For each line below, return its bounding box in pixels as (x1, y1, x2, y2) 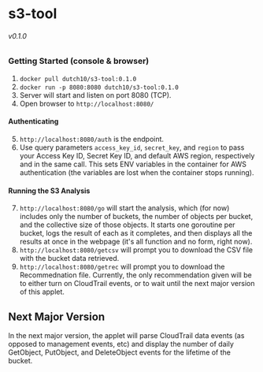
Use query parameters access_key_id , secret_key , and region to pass (19, 143, 245, 152)
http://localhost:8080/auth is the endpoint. (19, 134, 164, 143)
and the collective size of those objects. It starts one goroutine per (19, 220, 235, 229)
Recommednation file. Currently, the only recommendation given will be (19, 270, 252, 280)
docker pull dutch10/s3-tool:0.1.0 (19, 75, 137, 83)
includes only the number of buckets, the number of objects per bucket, (19, 212, 254, 221)
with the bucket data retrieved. (19, 254, 120, 263)
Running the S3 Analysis (8, 186, 91, 195)
